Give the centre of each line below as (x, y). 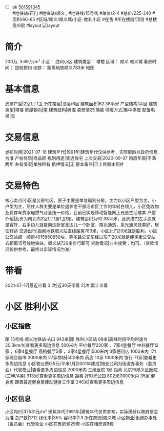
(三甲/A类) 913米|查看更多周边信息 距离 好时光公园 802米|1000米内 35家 (78, 376)
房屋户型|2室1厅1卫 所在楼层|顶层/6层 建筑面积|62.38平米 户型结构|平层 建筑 (81, 103)
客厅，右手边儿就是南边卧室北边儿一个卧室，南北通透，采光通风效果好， (82, 225)
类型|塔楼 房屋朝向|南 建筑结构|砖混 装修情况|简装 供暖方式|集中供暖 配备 (78, 110)
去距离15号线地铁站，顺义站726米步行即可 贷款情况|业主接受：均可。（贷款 (80, 243)
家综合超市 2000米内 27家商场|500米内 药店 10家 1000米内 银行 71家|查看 (79, 357)
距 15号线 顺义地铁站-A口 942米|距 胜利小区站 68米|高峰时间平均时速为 (76, 339)
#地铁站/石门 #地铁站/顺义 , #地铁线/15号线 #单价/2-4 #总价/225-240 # (83, 13)
